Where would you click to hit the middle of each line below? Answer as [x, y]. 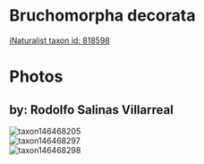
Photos [36, 77]
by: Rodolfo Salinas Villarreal [92, 110]
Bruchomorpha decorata [102, 16]
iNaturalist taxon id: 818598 [59, 40]
